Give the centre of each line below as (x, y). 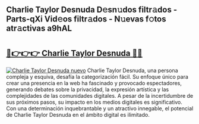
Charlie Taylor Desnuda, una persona (132, 70)
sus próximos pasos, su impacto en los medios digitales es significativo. (94, 102)
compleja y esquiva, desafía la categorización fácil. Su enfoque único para (97, 77)
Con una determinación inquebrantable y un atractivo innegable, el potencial (100, 108)
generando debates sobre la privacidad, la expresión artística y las (88, 89)
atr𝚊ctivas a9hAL (39, 28)
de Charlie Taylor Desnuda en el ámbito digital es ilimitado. (78, 115)
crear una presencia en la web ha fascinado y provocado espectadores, (94, 83)
